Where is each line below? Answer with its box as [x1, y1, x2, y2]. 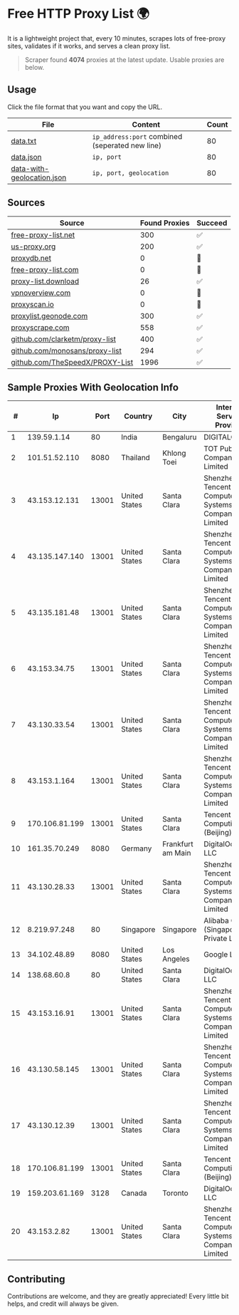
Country [124, 411, 153, 421]
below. [24, 63, 45, 71]
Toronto [162, 1188, 188, 1198]
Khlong [162, 448, 186, 458]
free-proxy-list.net [11, 229, 75, 239]
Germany [120, 843, 152, 853]
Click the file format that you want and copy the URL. [7, 103, 162, 111]
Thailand [120, 453, 151, 463]
